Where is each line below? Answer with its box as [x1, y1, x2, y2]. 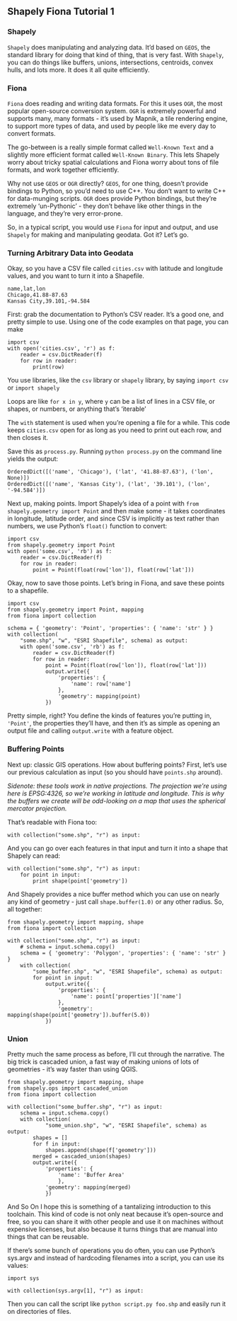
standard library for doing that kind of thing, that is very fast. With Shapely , [7, 50, 224, 59]
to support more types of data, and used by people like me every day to [7, 122, 216, 130]
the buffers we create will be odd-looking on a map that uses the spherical [7, 796, 226, 805]
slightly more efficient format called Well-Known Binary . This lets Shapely [7, 150, 220, 158]
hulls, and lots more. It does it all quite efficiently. [7, 65, 150, 74]
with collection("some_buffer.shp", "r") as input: [7, 1103, 163, 1110]
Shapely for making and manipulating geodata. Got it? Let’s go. [7, 230, 189, 239]
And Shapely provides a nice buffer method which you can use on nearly [7, 890, 220, 898]
